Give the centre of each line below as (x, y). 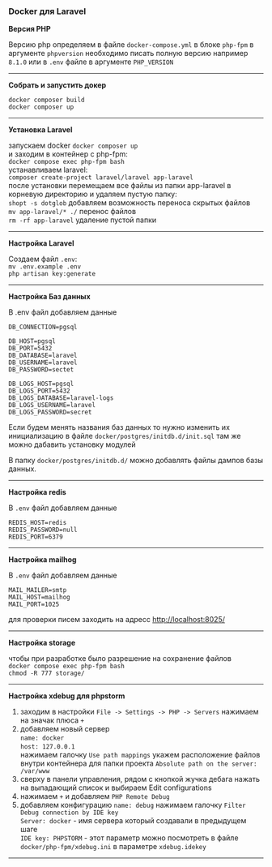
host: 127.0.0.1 (47, 747)
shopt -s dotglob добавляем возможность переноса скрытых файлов (130, 203)
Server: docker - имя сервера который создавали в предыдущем (133, 821)
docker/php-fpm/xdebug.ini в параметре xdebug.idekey (113, 847)
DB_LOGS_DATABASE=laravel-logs (61, 398)
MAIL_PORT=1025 (34, 605)
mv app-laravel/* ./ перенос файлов (72, 212)
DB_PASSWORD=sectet (41, 370)
